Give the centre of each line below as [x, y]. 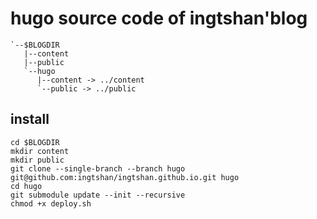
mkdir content [40, 151]
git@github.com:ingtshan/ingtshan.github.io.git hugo [125, 177]
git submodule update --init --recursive [98, 195]
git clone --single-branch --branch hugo [98, 168]
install [30, 119]
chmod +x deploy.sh [51, 203]
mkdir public [37, 160]
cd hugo [26, 186]
